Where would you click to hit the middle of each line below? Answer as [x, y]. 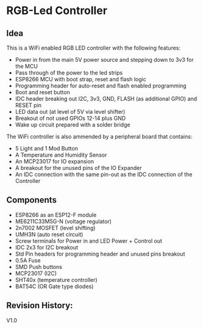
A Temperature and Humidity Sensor [61, 155]
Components [31, 200]
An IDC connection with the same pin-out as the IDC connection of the [104, 174]
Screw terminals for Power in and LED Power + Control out [89, 241]
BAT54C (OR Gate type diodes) [54, 286]
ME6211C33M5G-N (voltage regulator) [63, 221]
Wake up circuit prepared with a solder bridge [73, 125]
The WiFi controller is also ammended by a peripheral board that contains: [99, 136]
